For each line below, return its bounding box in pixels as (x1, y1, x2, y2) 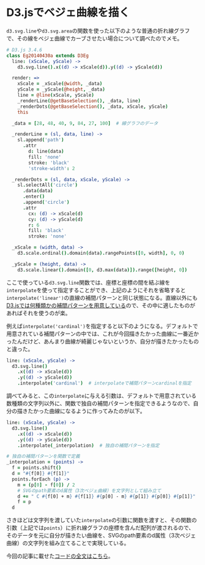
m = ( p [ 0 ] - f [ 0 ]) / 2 (17, 482, 75, 488)
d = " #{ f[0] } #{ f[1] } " (12, 471, 70, 477)
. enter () (22, 193, 45, 200)
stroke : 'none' (28, 233, 67, 239)
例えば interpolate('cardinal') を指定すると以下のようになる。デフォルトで (6, 322, 198, 329)
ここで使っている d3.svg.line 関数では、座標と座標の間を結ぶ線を (6, 279, 171, 286)
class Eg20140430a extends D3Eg (6, 53, 89, 59)
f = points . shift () (12, 465, 62, 471)
